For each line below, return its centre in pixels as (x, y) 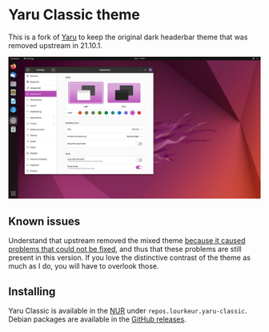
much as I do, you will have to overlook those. (84, 266)
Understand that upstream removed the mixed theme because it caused (127, 241)
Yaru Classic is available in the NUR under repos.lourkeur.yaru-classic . (128, 311)
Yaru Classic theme (74, 15)
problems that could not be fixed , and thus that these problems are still (125, 249)
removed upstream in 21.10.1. (55, 45)
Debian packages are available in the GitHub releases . (97, 319)
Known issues (44, 221)
